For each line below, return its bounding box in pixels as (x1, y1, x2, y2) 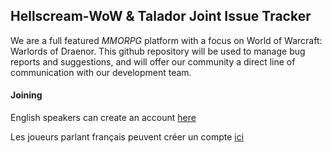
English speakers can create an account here (10, 112, 197, 124)
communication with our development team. (10, 66, 192, 78)
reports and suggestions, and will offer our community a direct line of (10, 55, 296, 68)
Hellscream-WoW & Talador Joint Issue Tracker (10, 8, 312, 25)
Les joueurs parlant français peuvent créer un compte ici (10, 131, 245, 143)
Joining (10, 89, 43, 101)
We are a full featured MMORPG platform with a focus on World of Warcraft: (10, 34, 323, 46)
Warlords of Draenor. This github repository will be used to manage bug (10, 45, 306, 57)
